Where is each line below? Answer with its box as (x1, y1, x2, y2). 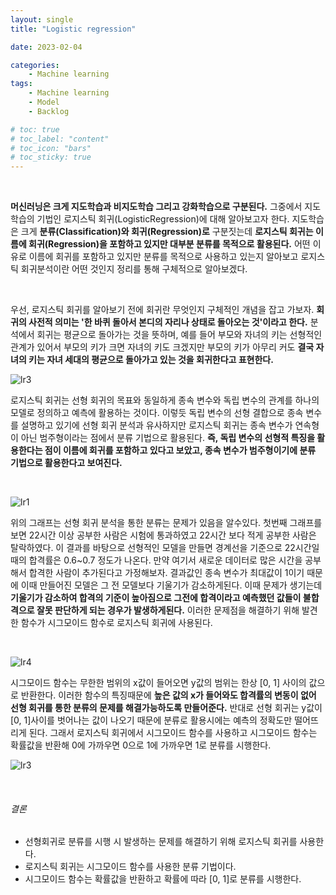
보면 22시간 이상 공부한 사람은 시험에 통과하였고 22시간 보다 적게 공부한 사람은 (10, 529, 317, 541)
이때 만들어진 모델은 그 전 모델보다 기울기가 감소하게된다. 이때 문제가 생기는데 (20, 579, 323, 591)
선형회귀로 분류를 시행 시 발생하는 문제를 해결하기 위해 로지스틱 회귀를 (24, 836, 298, 848)
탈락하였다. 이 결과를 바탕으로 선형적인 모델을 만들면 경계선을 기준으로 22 (10, 542, 296, 554)
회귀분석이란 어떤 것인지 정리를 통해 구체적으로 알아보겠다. (20, 263, 248, 275)
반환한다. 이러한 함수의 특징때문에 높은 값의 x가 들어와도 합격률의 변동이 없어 (20, 689, 317, 701)
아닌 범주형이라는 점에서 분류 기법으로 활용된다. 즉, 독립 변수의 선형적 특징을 (20, 432, 316, 444)
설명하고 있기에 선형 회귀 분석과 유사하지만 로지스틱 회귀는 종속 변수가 (20, 419, 293, 431)
